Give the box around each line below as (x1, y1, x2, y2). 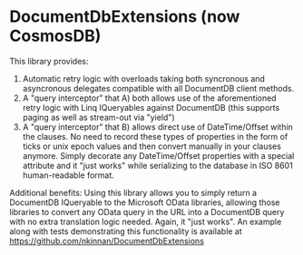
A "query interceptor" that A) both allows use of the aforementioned (22, 93, 277, 103)
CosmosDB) (9, 25, 102, 46)
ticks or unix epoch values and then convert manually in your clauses (22, 141, 281, 152)
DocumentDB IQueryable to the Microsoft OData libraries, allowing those (9, 197, 280, 208)
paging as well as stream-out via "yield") (22, 112, 175, 123)
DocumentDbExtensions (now (9, 6, 240, 27)
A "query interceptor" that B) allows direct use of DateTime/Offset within (22, 121, 293, 132)
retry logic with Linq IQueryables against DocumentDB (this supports (22, 102, 280, 113)
